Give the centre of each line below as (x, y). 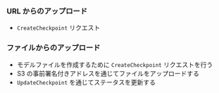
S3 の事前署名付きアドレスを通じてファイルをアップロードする (108, 73)
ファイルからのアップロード (54, 48)
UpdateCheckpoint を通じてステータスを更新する (86, 82)
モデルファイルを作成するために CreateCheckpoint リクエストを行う (115, 64)
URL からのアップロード (47, 11)
